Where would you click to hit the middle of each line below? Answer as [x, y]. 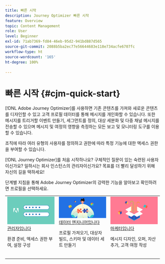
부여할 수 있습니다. [28, 149]
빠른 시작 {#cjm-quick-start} [63, 94]
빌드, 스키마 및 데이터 [79, 239]
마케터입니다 [122, 229]
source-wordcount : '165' [30, 57]
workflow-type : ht [24, 52]
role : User [16, 31]
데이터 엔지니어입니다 [79, 222]
